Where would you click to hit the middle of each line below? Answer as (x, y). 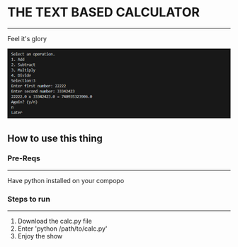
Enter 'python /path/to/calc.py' (62, 229)
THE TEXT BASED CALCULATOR (104, 12)
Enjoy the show (40, 236)
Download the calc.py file (55, 221)
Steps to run (29, 199)
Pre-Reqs (24, 158)
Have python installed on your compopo (66, 180)
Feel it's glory (27, 38)
